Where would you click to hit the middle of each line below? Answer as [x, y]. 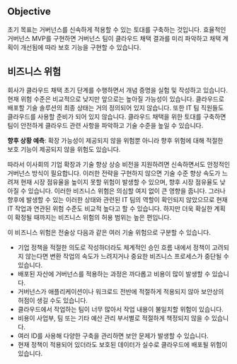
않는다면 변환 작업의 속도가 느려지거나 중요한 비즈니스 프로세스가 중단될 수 [127, 256]
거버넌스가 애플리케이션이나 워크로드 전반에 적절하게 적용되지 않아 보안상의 [121, 291]
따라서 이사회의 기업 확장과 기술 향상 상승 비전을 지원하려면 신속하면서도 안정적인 [119, 164]
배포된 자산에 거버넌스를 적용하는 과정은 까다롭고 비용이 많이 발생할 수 [114, 274]
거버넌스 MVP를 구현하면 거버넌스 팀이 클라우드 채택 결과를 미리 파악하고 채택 [114, 38]
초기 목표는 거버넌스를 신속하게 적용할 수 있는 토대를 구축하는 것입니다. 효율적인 [117, 29]
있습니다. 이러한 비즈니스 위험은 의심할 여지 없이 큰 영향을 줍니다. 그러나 [127, 191]
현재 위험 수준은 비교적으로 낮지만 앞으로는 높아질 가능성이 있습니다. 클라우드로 [116, 99]
